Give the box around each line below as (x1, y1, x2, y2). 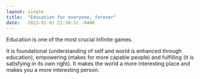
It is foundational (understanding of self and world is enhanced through (6, 48, 182, 55)
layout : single (6, 8, 44, 15)
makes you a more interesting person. (6, 67, 100, 74)
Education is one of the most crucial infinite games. (6, 36, 133, 43)
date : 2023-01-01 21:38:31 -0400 (6, 20, 95, 26)
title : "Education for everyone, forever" (6, 14, 117, 20)
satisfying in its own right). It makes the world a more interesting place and (6, 60, 190, 67)
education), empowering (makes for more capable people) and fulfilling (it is (6, 54, 194, 61)
